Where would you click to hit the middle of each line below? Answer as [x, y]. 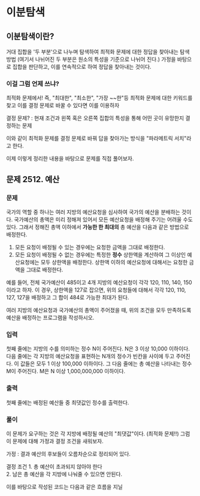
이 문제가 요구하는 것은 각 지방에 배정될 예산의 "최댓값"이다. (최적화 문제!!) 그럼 [98, 433]
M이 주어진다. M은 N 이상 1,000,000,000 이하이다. [66, 371]
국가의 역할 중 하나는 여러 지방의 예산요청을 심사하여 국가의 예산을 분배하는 [93, 212]
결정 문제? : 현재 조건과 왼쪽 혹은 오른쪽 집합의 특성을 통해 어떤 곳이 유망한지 [95, 118]
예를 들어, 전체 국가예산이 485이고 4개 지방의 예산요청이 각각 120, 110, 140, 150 [99, 282]
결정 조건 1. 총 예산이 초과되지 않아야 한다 [54, 466]
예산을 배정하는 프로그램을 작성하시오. [50, 317]
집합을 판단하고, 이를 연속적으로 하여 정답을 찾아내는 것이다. [82, 67]
